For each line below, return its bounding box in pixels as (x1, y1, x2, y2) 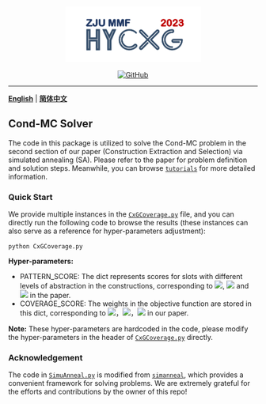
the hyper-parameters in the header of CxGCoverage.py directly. (8, 333, 214, 342)
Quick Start (8, 191, 53, 202)
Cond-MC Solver (8, 117, 93, 130)
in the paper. (29, 291, 71, 300)
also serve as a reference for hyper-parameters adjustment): (8, 226, 206, 236)
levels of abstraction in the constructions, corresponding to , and (19, 281, 249, 291)
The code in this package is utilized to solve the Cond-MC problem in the (8, 138, 247, 148)
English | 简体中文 (8, 94, 67, 103)
